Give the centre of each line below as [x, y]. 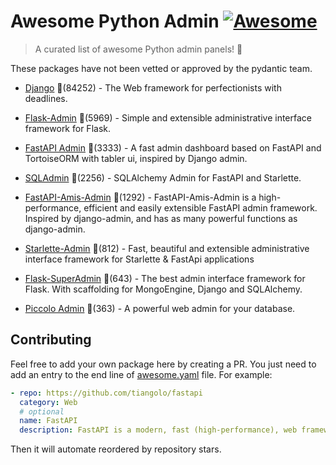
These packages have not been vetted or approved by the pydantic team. [161, 68]
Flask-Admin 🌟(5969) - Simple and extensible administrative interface [168, 117]
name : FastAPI [48, 421]
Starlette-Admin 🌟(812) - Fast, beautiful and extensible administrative [167, 248]
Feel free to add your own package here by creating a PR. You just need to [163, 364]
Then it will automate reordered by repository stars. [116, 449]
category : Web [48, 402]
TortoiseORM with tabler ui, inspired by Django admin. [136, 158]
